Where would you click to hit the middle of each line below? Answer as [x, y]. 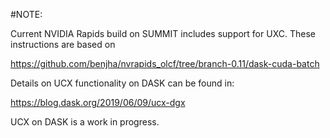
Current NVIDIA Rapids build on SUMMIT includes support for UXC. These [163, 33]
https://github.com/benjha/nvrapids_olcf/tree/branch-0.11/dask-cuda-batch [165, 63]
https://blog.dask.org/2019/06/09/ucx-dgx [98, 102]
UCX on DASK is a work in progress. [85, 122]
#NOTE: [26, 14]
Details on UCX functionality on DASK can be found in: [122, 83]
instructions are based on [63, 44]
